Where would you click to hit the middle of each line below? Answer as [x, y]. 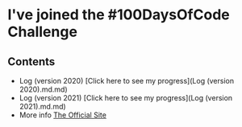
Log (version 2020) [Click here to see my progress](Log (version [127, 81]
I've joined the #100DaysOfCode [119, 15]
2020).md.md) [43, 89]
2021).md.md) [42, 107]
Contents [31, 61]
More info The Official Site [63, 115]
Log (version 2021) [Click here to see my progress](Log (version [126, 98]
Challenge [43, 32]
